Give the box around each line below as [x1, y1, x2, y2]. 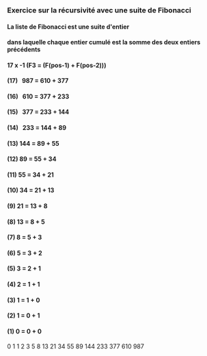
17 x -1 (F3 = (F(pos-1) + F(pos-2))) [7, 61, 107, 69]
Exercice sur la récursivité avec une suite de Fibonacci [7, 5, 191, 15]
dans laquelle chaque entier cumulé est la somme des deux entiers [7, 38, 201, 47]
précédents [7, 45, 41, 53]
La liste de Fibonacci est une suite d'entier [7, 23, 130, 31]
